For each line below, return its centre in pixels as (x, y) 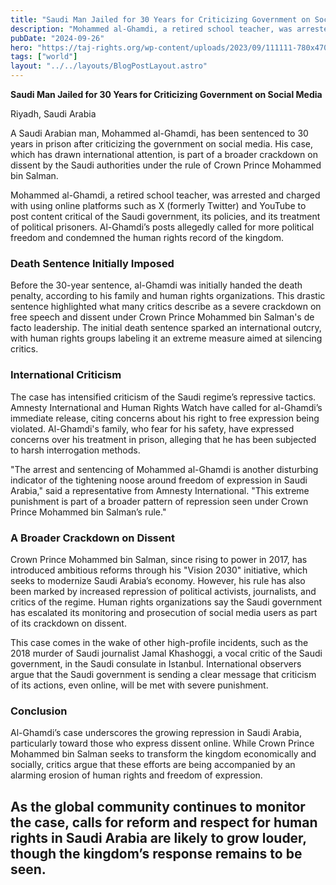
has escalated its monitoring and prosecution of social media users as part (164, 612)
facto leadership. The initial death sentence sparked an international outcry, (166, 328)
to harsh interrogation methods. (75, 450)
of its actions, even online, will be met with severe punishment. (139, 685)
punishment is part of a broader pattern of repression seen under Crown (159, 501)
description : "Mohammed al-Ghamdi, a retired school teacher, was (151, 29)
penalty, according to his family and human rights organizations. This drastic (168, 296)
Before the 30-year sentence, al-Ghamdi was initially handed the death (156, 285)
